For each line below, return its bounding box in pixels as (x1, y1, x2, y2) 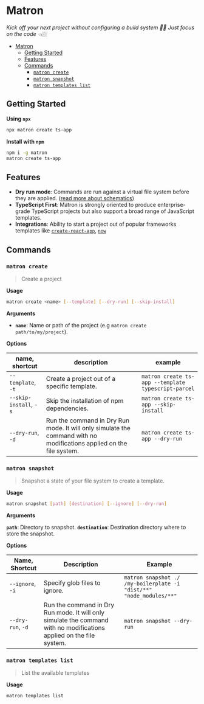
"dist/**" (124, 586, 152, 593)
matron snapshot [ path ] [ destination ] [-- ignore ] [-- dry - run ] (6, 501, 167, 507)
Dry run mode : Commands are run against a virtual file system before (15, 188, 189, 195)
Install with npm (6, 138, 44, 145)
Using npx (6, 115, 32, 122)
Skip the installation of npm (46, 396, 124, 405)
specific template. (46, 382, 97, 390)
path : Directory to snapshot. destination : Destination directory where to (6, 523, 186, 531)
